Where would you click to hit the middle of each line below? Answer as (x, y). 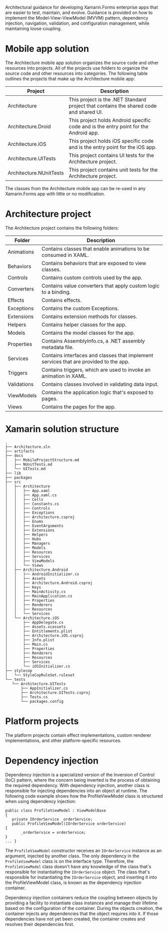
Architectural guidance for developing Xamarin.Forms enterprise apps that (82, 7)
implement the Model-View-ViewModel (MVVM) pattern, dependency (77, 18)
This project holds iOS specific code (111, 141)
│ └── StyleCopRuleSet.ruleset (40, 675)
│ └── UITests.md (25, 469)
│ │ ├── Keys (23, 587)
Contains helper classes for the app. (84, 325)
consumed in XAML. (65, 255)
